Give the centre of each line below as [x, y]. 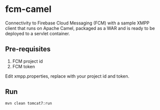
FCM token [24, 66]
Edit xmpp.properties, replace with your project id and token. [67, 76]
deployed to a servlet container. [38, 33]
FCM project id [28, 61]
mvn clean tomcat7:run [29, 103]
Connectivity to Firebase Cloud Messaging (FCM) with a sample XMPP [78, 23]
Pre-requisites [28, 49]
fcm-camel [28, 9]
